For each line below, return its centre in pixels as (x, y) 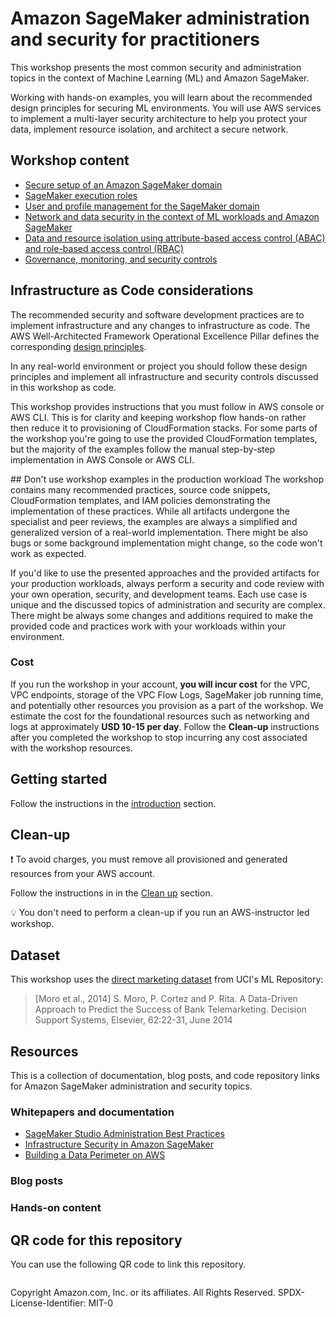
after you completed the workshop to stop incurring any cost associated (159, 737)
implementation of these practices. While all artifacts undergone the (150, 511)
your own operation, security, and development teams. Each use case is (159, 594)
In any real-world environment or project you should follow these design (159, 366)
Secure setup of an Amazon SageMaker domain (123, 184)
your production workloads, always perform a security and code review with (167, 583)
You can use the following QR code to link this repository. (128, 1264)
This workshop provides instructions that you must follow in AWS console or (167, 406)
